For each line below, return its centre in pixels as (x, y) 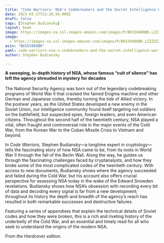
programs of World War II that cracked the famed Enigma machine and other (82, 94)
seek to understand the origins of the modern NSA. (56, 227)
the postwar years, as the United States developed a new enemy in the (76, 104)
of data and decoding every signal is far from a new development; (71, 191)
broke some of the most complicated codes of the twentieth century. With (79, 165)
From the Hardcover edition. (33, 236)
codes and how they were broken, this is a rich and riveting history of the (79, 216)
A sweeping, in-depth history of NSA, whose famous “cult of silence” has (81, 73)
